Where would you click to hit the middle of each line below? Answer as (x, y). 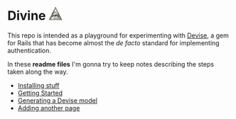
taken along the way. (38, 72)
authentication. (29, 50)
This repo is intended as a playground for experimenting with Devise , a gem (118, 35)
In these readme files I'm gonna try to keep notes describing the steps (111, 64)
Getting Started (40, 93)
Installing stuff (38, 85)
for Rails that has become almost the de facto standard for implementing (113, 42)
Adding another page (49, 108)
